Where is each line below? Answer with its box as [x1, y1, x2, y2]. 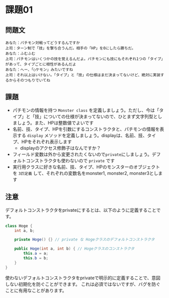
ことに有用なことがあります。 [5, 287, 67, 293]
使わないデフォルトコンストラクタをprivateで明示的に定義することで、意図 [5, 275, 160, 281]
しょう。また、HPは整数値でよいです [17, 120, 94, 126]
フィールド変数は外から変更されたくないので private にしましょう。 [12, 151, 152, 157]
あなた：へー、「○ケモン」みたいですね [5, 67, 73, 72]
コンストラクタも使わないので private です [26, 157, 115, 163]
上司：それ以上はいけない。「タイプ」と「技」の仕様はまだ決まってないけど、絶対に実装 [5, 73, 160, 78]
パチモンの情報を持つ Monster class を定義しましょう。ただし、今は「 [12, 107, 159, 113]
